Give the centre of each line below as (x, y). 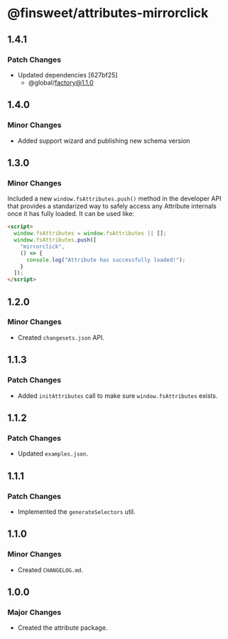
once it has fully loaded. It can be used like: (71, 214)
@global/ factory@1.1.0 (61, 82)
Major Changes (34, 612)
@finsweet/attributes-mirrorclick (108, 13)
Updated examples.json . (53, 453)
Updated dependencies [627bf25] (67, 75)
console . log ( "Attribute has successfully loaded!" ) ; (106, 260)
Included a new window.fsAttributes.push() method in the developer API (114, 199)
